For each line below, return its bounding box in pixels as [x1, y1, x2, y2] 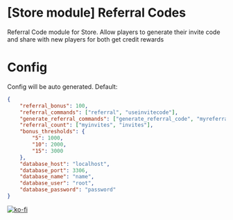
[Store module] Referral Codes [7, 5, 186, 21]
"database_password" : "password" [19, 186, 116, 194]
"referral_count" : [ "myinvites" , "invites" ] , [19, 121, 154, 129]
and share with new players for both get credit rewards [7, 35, 164, 43]
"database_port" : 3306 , [19, 167, 89, 174]
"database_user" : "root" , [19, 180, 95, 187]
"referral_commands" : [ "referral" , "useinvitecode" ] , [19, 109, 178, 116]
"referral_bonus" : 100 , [19, 102, 89, 109]
